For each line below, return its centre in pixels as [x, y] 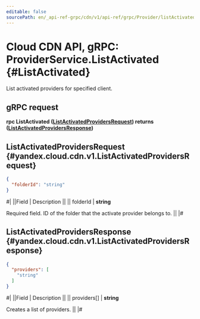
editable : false [26, 12]
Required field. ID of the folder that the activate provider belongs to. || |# [95, 213]
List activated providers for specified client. [60, 89]
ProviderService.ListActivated [83, 59]
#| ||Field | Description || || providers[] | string [62, 298]
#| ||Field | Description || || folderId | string [59, 202]
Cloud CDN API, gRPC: [62, 47]
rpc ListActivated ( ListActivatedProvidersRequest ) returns [80, 122]
